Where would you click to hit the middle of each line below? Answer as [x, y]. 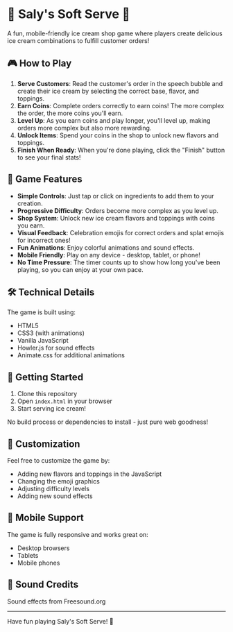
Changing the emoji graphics [59, 481]
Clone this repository [47, 394]
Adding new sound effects [55, 496]
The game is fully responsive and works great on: [78, 534]
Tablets [28, 555]
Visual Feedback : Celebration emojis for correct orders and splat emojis [120, 232]
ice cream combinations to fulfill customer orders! [78, 40]
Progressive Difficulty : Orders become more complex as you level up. [118, 210]
